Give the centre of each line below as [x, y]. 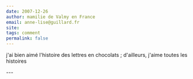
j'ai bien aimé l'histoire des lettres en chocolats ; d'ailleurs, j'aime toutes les [97, 55]
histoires [16, 61]
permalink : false [27, 38]
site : [13, 28]
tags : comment [23, 33]
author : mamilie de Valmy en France [51, 17]
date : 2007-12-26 [27, 11]
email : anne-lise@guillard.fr [43, 22]
